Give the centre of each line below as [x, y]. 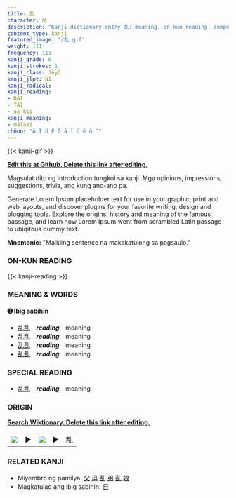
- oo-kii [20, 112]
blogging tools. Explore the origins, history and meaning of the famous [109, 214]
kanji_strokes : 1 [33, 66]
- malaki [20, 124]
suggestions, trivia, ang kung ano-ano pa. [68, 186]
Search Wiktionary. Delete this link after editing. [79, 422]
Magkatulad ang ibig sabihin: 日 [63, 486]
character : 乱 [27, 20]
